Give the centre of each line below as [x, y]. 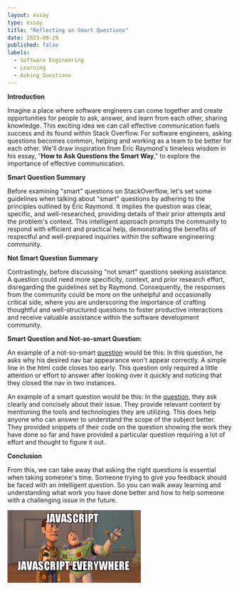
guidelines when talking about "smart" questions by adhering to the [106, 198]
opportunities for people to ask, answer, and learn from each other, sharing [117, 118]
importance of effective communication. [66, 163]
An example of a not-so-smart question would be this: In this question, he [115, 352]
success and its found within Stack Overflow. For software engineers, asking [119, 133]
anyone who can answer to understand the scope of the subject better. [111, 419]
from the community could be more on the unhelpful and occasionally [110, 294]
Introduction [26, 96]
